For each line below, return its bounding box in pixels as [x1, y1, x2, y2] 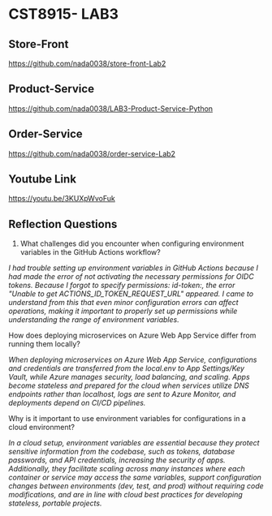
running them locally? [8, 339, 81, 349]
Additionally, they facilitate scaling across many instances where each [8, 464, 245, 474]
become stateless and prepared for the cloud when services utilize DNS [8, 381, 249, 390]
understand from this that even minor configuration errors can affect [8, 298, 239, 307]
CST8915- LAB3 [8, 5, 119, 24]
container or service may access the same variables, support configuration [8, 472, 262, 483]
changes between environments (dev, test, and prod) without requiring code [8, 481, 264, 491]
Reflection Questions [8, 217, 118, 231]
